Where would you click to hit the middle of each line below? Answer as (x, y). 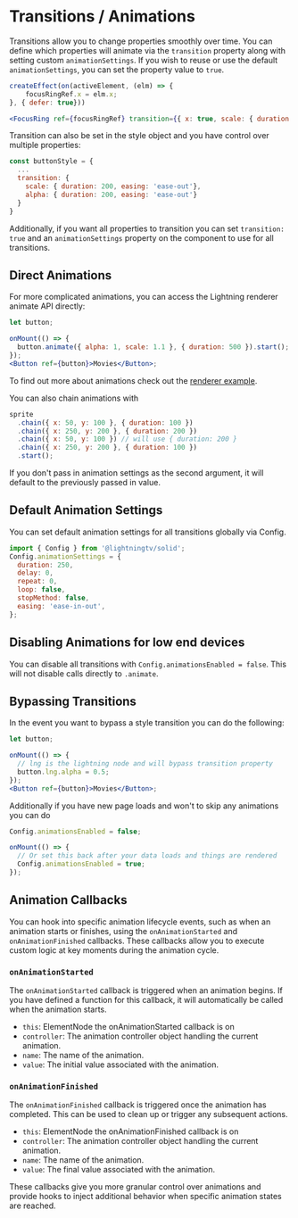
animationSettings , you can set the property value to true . (117, 70)
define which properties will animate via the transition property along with (148, 50)
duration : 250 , (46, 565)
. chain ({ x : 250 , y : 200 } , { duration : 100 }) (108, 448)
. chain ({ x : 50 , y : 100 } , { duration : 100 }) (105, 423)
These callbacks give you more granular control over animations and (135, 1187)
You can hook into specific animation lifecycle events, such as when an (140, 922)
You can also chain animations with (74, 398)
